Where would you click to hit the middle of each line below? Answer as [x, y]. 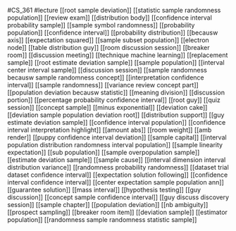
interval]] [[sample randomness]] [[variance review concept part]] [103, 85]
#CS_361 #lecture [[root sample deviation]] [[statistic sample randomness [114, 10]
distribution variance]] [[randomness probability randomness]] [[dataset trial [118, 167]
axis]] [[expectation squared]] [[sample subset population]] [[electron [108, 40]
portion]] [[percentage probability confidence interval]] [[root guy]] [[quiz [114, 100]
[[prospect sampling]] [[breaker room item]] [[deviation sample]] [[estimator [117, 212]
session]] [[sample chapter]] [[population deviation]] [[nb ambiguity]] [108, 205]
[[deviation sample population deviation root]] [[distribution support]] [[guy [116, 115]
